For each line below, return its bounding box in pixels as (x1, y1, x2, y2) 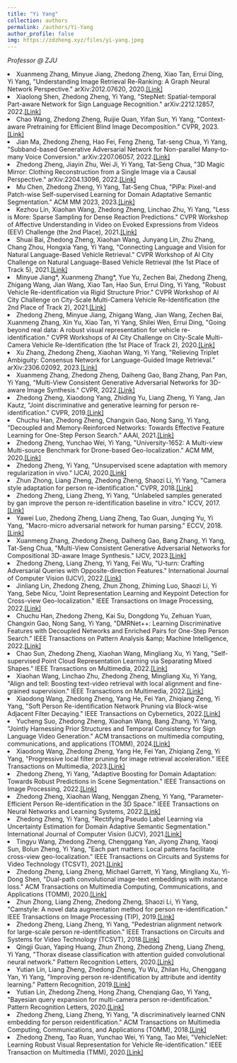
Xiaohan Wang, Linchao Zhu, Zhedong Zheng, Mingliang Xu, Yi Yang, (16, 672, 217, 681)
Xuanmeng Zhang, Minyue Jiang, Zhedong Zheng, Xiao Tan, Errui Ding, (16, 70, 224, 79)
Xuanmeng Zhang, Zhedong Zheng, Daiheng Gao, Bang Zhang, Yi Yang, (16, 536, 226, 545)
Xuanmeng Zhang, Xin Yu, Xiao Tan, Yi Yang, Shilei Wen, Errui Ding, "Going (7, 318, 226, 326)
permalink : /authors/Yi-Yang (7, 23, 93, 30)
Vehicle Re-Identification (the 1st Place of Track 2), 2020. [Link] (31, 341, 216, 349)
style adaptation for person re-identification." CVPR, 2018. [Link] (7, 484, 193, 492)
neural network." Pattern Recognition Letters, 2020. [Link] (7, 957, 175, 967)
